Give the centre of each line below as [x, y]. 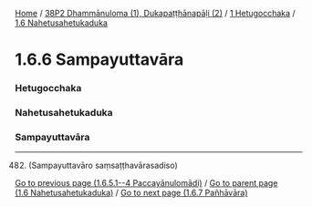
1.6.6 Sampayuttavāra [99, 60]
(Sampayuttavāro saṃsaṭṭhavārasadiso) [103, 166]
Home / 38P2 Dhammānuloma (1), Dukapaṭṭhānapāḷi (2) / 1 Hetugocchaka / [155, 13]
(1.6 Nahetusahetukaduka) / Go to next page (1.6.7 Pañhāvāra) [131, 193]
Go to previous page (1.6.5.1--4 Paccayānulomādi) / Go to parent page [146, 183]
